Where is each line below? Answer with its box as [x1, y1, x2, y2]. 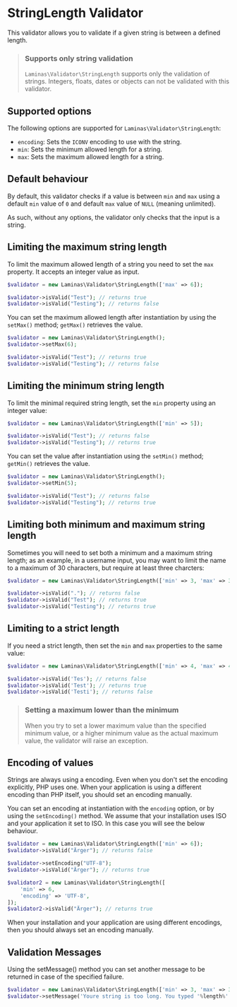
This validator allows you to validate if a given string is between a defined [7, 28, 221, 37]
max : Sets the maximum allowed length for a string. [17, 153, 164, 161]
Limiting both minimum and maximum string [7, 518, 206, 531]
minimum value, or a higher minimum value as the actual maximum [24, 728, 219, 737]
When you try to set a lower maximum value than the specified [24, 721, 207, 730]
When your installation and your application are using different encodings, [7, 918, 222, 927]
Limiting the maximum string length [7, 241, 167, 253]
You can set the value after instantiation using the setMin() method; [7, 452, 204, 460]
